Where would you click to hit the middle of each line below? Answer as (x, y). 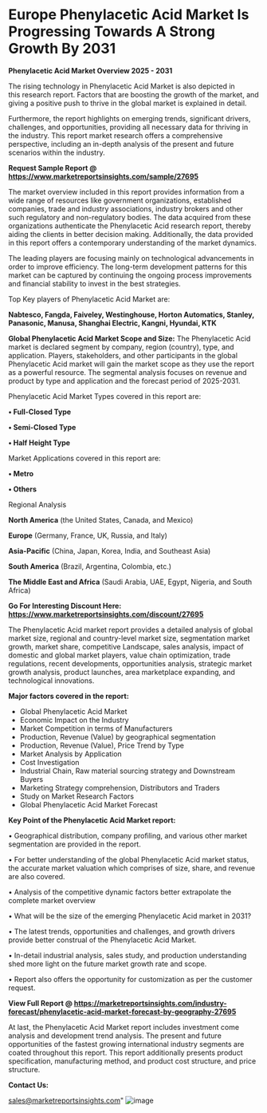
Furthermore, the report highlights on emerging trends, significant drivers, (130, 118)
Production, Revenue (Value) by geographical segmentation (118, 736)
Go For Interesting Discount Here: (65, 606)
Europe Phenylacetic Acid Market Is (129, 15)
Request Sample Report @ (53, 168)
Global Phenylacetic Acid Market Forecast (88, 804)
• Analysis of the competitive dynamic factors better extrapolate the (120, 892)
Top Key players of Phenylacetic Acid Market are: (89, 299)
